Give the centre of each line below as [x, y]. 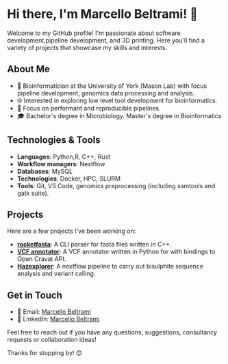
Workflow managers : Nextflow [61, 163]
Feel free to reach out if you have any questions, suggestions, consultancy [112, 332]
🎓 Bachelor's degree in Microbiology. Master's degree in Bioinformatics [119, 115]
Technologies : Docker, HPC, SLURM [69, 179]
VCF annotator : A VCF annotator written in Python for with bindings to [116, 252]
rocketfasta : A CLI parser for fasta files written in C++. [94, 244]
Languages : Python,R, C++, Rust [64, 157]
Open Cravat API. [41, 259]
